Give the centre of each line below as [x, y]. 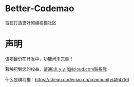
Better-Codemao [40, 9]
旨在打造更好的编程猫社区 [31, 22]
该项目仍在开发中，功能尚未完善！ [39, 59]
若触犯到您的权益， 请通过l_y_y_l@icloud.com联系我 [56, 69]
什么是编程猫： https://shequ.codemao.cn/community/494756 [67, 79]
